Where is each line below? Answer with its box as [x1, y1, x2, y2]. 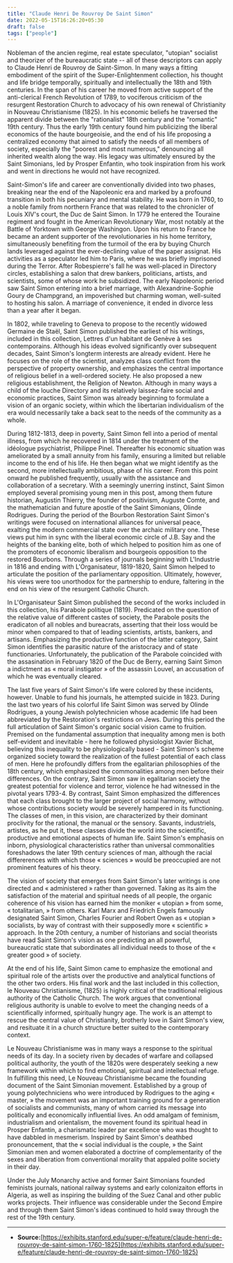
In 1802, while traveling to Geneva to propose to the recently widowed [7, 320, 207, 328]
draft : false [7, 23, 45, 30]
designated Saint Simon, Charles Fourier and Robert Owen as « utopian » [7, 913, 216, 923]
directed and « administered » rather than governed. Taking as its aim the [7, 884, 217, 893]
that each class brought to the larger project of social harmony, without [7, 797, 210, 805]
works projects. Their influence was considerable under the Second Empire [7, 1198, 223, 1207]
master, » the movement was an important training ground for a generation [7, 1096, 221, 1104]
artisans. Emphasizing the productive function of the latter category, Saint [7, 635, 218, 644]
